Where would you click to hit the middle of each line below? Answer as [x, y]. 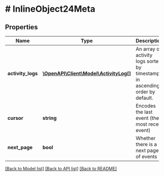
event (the [148, 118]
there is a [146, 144]
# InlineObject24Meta [50, 9]
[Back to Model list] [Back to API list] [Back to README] [61, 169]
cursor [15, 118]
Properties [21, 27]
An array [145, 49]
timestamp [148, 73]
